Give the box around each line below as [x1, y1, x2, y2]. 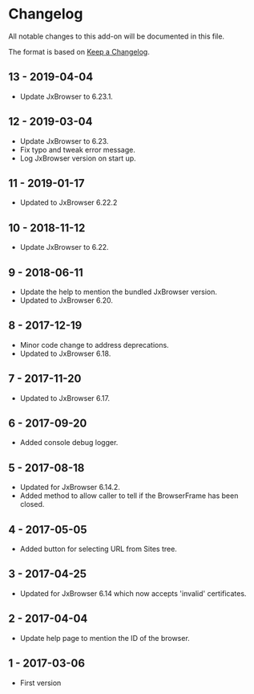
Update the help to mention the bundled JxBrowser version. [19, 287, 218, 296]
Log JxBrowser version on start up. [19, 153, 136, 163]
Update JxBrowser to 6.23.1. [19, 92, 114, 101]
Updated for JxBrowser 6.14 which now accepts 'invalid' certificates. [19, 588, 247, 598]
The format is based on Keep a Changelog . [8, 47, 150, 56]
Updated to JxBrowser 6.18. [19, 349, 111, 358]
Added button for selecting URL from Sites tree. [19, 544, 178, 554]
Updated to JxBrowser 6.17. [19, 393, 111, 402]
